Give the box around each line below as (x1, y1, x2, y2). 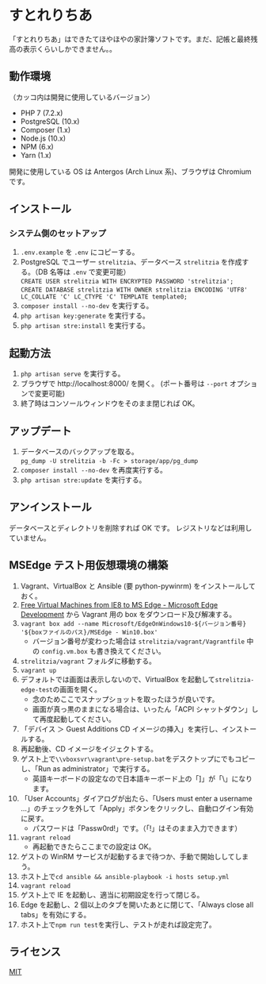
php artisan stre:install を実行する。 (20, 321, 150, 330)
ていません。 (9, 533, 51, 542)
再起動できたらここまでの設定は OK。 (32, 842, 156, 851)
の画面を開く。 (52, 684, 102, 694)
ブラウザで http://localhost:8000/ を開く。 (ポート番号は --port (20, 379, 228, 388)
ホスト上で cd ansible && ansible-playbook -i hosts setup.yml (20, 871, 230, 881)
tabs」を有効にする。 (20, 909, 91, 919)
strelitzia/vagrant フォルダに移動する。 (20, 656, 157, 666)
